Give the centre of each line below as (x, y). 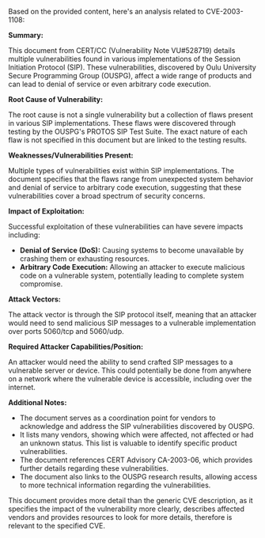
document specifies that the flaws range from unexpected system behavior (131, 179)
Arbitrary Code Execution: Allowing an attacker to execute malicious (132, 267)
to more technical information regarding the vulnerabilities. (115, 485)
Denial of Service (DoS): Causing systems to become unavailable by (131, 250)
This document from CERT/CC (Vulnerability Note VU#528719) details (122, 50)
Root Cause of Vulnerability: (56, 99)
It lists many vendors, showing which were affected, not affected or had (136, 435)
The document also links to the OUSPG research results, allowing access (138, 477)
